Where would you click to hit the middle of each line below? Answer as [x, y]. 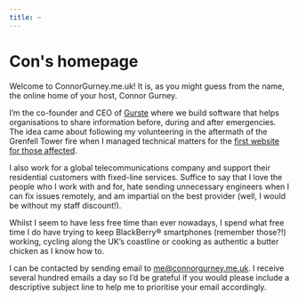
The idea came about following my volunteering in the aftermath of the [139, 131]
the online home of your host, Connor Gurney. [93, 95]
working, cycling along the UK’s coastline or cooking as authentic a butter [144, 242]
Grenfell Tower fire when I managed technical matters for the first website [145, 141]
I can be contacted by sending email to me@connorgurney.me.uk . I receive [147, 268]
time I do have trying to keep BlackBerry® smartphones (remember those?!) [148, 232]
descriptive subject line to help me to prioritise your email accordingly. [138, 287]
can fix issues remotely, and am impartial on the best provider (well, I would [148, 195]
